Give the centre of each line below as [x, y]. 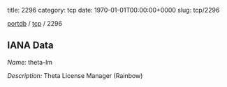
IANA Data [30, 46]
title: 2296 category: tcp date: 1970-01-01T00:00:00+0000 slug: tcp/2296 [113, 10]
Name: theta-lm [30, 62]
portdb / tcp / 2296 [35, 23]
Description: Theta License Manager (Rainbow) [75, 75]
